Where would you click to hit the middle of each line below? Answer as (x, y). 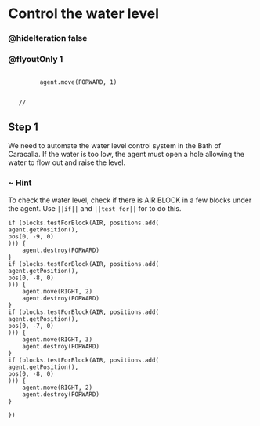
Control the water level (83, 14)
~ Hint (20, 183)
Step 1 (23, 127)
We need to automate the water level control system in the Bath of (115, 146)
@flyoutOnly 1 (36, 60)
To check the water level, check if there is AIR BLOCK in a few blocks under (130, 200)
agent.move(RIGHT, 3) (57, 339)
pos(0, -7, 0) (31, 326)
